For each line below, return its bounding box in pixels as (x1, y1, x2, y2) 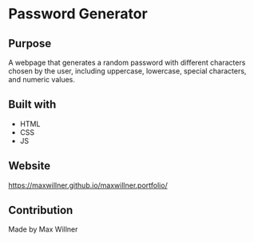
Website (8, 159, 50, 173)
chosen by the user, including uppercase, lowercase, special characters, (8, 66, 247, 76)
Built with (8, 97, 57, 112)
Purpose (8, 37, 52, 50)
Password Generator (8, 5, 148, 23)
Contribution (8, 204, 73, 217)
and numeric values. (8, 75, 76, 84)
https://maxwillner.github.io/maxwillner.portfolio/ (8, 181, 168, 190)
